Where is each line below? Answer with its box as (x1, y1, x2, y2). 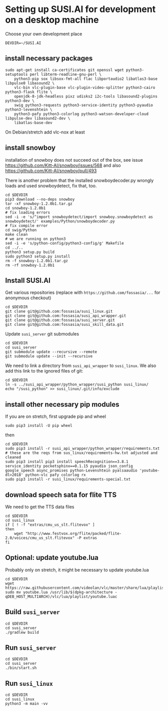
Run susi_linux (5, 679, 53, 687)
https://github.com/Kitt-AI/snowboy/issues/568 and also (5, 162, 121, 168)
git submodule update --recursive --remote (5, 349, 97, 354)
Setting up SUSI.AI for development (5, 4, 156, 15)
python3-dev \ (5, 98, 35, 103)
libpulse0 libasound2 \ (5, 80, 55, 86)
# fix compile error (5, 223, 48, 228)
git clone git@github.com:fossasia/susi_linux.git (5, 309, 113, 314)
